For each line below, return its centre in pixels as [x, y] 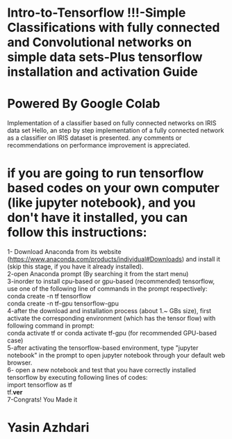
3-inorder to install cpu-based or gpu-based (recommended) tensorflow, [111, 281]
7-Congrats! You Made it [42, 400]
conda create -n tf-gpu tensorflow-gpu [63, 303]
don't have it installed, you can [98, 218]
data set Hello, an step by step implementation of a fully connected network [116, 131]
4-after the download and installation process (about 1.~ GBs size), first [109, 311]
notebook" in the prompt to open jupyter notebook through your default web [116, 356]
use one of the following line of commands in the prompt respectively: [107, 289]
